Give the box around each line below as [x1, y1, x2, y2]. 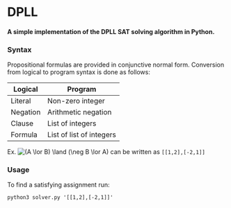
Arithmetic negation [47, 107, 112, 117]
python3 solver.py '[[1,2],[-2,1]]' [7, 194, 113, 201]
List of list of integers [47, 130, 116, 139]
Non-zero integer [47, 96, 106, 106]
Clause [10, 119, 33, 128]
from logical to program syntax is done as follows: [7, 68, 151, 76]
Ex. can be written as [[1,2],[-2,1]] [7, 148, 205, 156]
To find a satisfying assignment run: [7, 181, 110, 189]
